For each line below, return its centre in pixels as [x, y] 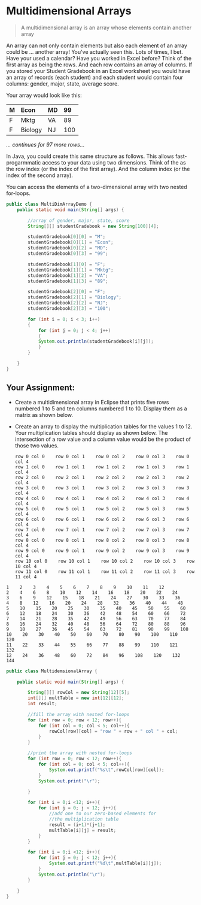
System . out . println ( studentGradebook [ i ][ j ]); [96, 342]
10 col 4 [26, 566]
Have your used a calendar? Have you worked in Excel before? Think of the [99, 58]
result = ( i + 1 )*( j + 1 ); [77, 825]
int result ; [43, 704]
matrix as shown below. [44, 415]
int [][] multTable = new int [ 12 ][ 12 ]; [76, 698]
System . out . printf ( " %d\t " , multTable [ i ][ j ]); [105, 863]
